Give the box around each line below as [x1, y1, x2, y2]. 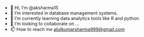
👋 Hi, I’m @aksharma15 [10, 5, 59, 10]
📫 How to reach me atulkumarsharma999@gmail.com [10, 26, 125, 32]
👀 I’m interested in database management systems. [10, 10, 118, 16]
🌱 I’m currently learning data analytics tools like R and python [10, 15, 139, 21]
